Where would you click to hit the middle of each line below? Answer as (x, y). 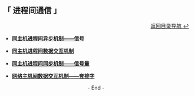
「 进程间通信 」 (32, 11)
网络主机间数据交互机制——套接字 (53, 76)
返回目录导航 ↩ (170, 26)
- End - (96, 88)
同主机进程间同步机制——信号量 (50, 63)
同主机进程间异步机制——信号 (48, 38)
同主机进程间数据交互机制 (43, 51)
